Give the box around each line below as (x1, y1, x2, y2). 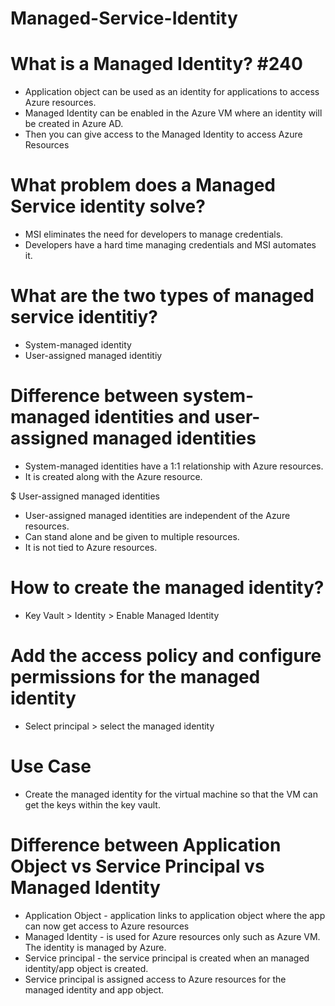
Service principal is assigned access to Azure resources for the (24, 973, 287, 985)
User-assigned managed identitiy (24, 350, 163, 361)
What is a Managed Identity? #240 (10, 53, 303, 76)
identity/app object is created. (24, 962, 149, 974)
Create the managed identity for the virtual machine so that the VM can (24, 788, 318, 800)
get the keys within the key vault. (24, 798, 161, 811)
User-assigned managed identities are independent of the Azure (24, 509, 291, 521)
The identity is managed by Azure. (24, 941, 167, 953)
